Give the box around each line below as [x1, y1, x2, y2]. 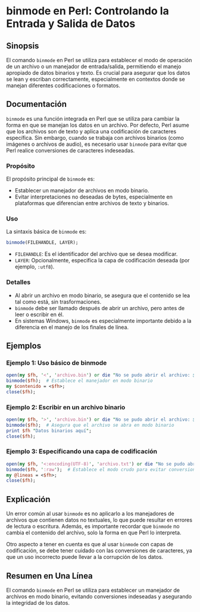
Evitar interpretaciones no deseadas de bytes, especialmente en [14, 193, 173, 201]
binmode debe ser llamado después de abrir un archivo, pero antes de [14, 304, 185, 311]
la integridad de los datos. [6, 599, 70, 606]
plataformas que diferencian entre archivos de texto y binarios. [14, 200, 170, 207]
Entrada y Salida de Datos [6, 17, 136, 30]
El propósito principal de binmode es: [6, 175, 95, 183]
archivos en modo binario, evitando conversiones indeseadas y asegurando [6, 593, 192, 600]
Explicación [6, 494, 51, 504]
